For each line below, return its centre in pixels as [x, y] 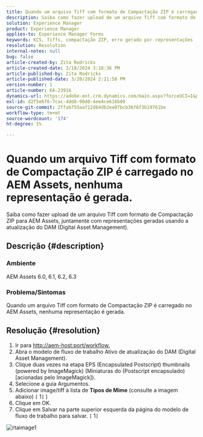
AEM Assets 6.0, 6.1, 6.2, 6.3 [41, 276]
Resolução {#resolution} [53, 330]
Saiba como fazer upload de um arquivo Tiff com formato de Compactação [100, 214]
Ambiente [21, 263]
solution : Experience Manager [44, 23]
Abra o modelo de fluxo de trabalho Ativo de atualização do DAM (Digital [105, 351]
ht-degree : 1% [24, 124]
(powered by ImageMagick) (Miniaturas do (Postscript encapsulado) [100, 371]
